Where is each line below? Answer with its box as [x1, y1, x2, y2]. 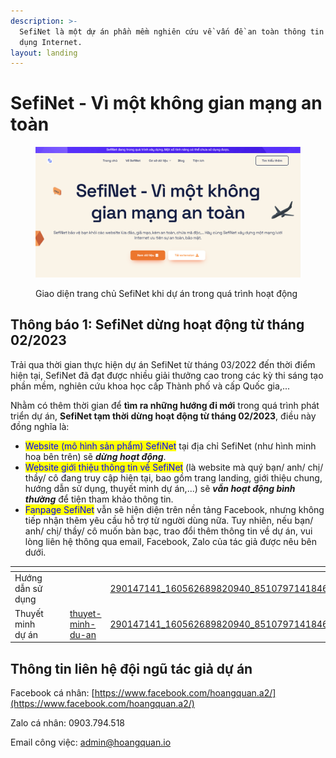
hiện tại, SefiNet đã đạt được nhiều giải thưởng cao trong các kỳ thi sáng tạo [10, 369, 324, 381]
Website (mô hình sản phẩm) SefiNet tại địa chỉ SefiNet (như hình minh [24, 440, 317, 452]
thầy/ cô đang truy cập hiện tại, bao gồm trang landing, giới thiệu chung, [24, 471, 323, 484]
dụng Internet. [19, 37, 83, 47]
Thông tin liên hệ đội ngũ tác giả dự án [10, 660, 253, 677]
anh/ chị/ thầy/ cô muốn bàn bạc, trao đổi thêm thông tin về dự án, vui [24, 525, 313, 537]
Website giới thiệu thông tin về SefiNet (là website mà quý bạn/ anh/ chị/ [24, 461, 324, 473]
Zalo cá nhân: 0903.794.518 [10, 717, 126, 729]
